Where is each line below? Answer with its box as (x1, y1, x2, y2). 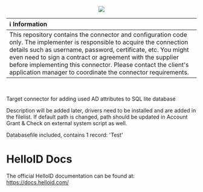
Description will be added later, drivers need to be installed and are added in (6, 107, 196, 114)
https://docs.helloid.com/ (6, 178, 69, 186)
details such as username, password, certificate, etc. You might (9, 46, 189, 54)
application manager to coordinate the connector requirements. (9, 68, 189, 76)
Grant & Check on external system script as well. (6, 120, 127, 126)
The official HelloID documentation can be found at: (6, 172, 135, 179)
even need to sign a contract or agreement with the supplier (9, 53, 179, 61)
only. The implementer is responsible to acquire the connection (9, 38, 188, 46)
